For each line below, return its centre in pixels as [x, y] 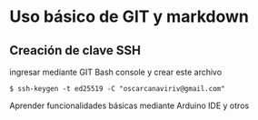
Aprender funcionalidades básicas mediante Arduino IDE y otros [129, 105]
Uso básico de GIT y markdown [129, 17]
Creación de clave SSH [75, 50]
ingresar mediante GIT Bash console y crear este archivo [116, 72]
